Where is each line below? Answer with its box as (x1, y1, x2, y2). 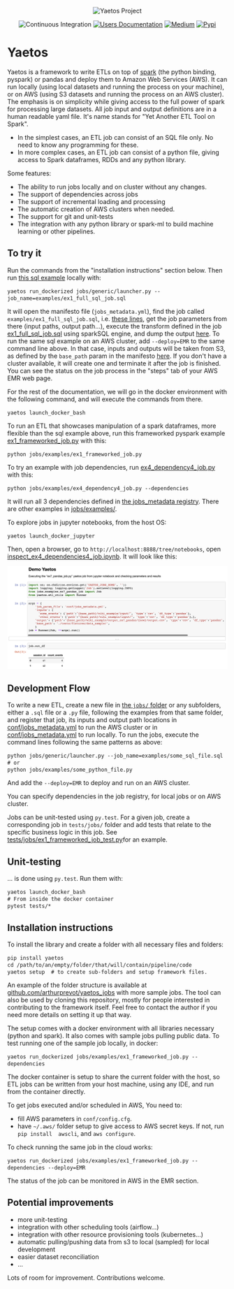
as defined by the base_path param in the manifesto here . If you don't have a (7, 352, 227, 360)
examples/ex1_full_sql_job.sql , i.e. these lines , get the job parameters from (7, 315, 227, 323)
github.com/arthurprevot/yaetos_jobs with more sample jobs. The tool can (7, 988, 221, 996)
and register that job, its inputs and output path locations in (7, 716, 177, 724)
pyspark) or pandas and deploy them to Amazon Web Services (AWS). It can (7, 75, 228, 83)
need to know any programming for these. (17, 141, 139, 149)
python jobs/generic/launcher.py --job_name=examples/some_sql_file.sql (7, 752, 224, 760)
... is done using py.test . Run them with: (7, 874, 124, 883)
